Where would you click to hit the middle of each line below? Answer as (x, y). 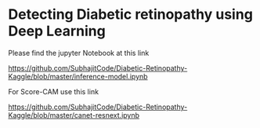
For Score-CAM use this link (54, 91)
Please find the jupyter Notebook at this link (79, 53)
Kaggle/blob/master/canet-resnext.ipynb (74, 115)
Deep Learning (57, 31)
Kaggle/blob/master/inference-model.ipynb (78, 76)
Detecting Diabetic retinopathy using (130, 15)
